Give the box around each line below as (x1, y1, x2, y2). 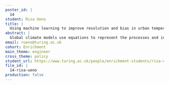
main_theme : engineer (5, 49, 51, 54)
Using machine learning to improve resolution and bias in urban (10, 26, 150, 31)
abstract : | (5, 30, 30, 35)
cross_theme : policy (5, 53, 49, 59)
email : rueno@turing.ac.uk (5, 40, 62, 45)
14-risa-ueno (10, 68, 37, 73)
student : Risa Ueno (5, 16, 46, 21)
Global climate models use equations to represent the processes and (10, 35, 158, 40)
